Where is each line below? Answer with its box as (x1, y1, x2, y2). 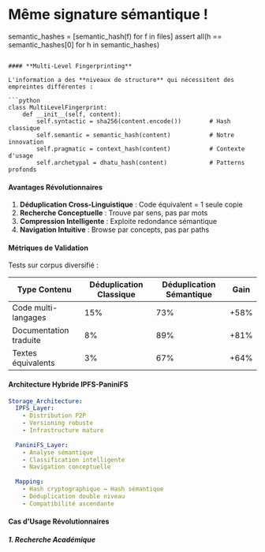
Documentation (12, 325, 69, 336)
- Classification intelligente (22, 456, 125, 464)
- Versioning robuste (22, 420, 93, 427)
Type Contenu (17, 284, 73, 295)
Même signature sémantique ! (8, 6, 209, 24)
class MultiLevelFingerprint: (8, 103, 108, 111)
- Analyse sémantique (22, 448, 93, 457)
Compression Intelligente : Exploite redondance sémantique (19, 217, 218, 226)
